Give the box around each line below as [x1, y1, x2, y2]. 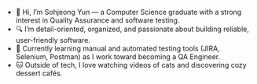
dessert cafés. [15, 68, 63, 78]
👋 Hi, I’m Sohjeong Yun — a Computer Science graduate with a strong [15, 8, 242, 16]
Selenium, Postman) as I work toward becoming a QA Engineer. [15, 52, 221, 61]
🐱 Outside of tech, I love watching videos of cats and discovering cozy [15, 61, 247, 69]
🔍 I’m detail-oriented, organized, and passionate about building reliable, [15, 24, 250, 33]
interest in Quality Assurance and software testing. [15, 16, 180, 25]
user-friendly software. [15, 36, 90, 44]
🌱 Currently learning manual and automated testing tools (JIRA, [15, 44, 220, 53]
